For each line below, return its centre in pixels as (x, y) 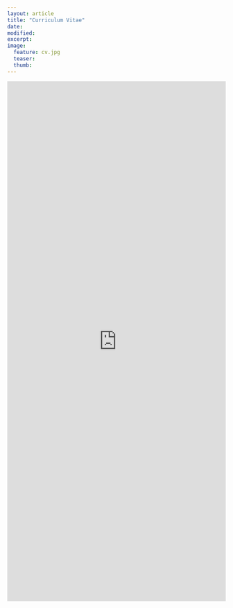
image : (17, 46)
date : (15, 26)
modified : (21, 33)
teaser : (25, 59)
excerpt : (20, 40)
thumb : (23, 65)
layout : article (31, 14)
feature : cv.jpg (37, 53)
